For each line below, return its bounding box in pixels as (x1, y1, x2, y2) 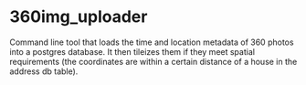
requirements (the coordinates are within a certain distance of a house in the (9, 56, 298, 67)
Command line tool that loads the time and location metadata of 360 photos (9, 37, 294, 48)
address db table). (9, 66, 79, 77)
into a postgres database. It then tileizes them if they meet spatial (9, 46, 256, 57)
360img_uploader (9, 6, 148, 27)
